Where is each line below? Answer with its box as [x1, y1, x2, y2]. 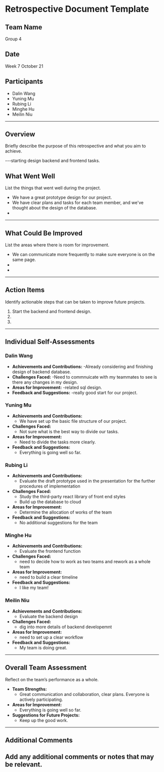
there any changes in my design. [12, 379, 78, 385]
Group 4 [5, 36, 22, 42]
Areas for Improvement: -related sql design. [12, 384, 102, 390]
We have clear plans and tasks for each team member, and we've [12, 200, 144, 206]
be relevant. [5, 760, 42, 769]
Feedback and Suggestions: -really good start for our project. [12, 389, 138, 395]
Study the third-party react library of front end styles [19, 494, 126, 500]
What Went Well [5, 172, 55, 180]
